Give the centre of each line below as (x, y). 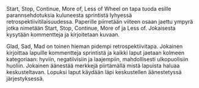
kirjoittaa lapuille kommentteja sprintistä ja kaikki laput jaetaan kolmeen (96, 53)
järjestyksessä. (25, 79)
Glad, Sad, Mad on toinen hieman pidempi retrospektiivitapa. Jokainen (95, 46)
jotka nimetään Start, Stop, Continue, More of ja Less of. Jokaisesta (91, 28)
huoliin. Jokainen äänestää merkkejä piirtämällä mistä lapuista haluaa (93, 66)
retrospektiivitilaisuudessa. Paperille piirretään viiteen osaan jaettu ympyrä (100, 22)
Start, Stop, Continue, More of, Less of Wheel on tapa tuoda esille (89, 9)
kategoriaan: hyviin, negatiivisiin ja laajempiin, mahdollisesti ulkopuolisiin (97, 59)
